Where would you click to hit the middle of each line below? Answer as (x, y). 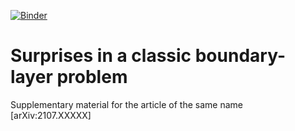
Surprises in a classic (101, 56)
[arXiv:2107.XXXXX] (51, 115)
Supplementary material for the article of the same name (126, 104)
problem (92, 77)
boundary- (240, 56)
